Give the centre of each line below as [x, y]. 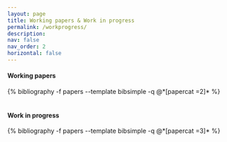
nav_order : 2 [27, 47]
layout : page [27, 14]
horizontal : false [34, 54]
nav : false [23, 40]
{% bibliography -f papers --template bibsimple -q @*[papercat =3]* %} [114, 131]
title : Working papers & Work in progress [71, 20]
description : [27, 34]
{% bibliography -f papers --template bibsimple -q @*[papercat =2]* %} [114, 92]
